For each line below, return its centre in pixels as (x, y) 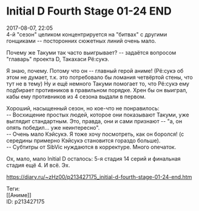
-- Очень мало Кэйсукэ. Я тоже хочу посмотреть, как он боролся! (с (95, 134)
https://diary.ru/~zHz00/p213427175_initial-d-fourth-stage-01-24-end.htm (99, 176)
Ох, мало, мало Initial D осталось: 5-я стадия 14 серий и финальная (93, 158)
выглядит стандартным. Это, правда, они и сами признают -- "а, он (94, 121)
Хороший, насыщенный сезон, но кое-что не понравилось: (83, 108)
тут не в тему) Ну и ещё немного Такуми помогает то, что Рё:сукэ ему (98, 84)
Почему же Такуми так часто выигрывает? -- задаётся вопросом (91, 52)
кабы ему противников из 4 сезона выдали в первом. (76, 96)
